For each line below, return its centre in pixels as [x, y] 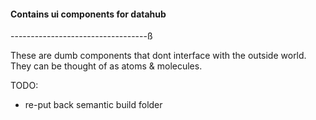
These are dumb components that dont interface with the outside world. [158, 56]
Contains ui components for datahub [88, 14]
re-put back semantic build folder [93, 105]
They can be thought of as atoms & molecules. [106, 66]
